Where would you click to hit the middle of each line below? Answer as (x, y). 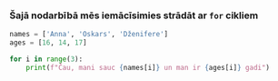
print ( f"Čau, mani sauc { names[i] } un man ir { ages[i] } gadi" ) (148, 67)
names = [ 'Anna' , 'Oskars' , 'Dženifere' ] (89, 35)
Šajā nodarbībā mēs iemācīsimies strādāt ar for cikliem (134, 15)
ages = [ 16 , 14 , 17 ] (49, 43)
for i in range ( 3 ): (46, 59)
